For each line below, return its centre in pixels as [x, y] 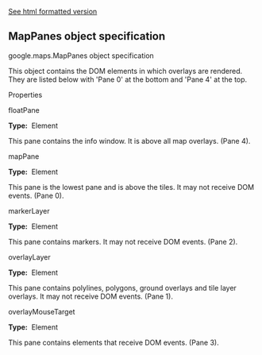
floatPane [24, 110]
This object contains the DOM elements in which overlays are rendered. [125, 71]
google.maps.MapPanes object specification [81, 56]
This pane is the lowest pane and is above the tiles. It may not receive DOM [131, 187]
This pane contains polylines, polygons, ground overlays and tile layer [122, 287]
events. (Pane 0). [36, 195]
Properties [25, 95]
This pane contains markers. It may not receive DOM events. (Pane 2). [123, 241]
